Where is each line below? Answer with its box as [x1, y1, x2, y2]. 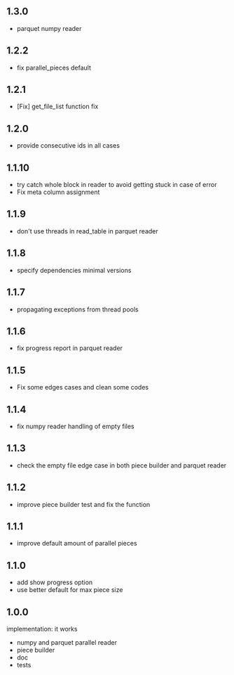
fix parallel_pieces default [16, 63, 92, 72]
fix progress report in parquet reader [16, 344, 123, 352]
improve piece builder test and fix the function [16, 500, 151, 508]
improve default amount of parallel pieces [16, 539, 137, 548]
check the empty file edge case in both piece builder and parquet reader [16, 461, 227, 470]
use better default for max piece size [16, 586, 123, 594]
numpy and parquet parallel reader [16, 638, 117, 646]
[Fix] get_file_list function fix [16, 102, 99, 111]
